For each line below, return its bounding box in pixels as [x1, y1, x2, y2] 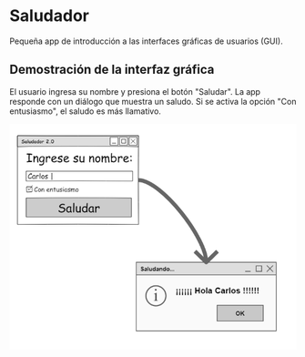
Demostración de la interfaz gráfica [9, 62, 215, 77]
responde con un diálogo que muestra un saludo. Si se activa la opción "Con [9, 96, 297, 107]
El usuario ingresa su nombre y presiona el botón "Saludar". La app [9, 86, 261, 97]
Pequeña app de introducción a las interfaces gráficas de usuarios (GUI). [9, 36, 284, 46]
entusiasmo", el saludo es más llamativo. [9, 106, 162, 117]
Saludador [9, 5, 89, 26]
